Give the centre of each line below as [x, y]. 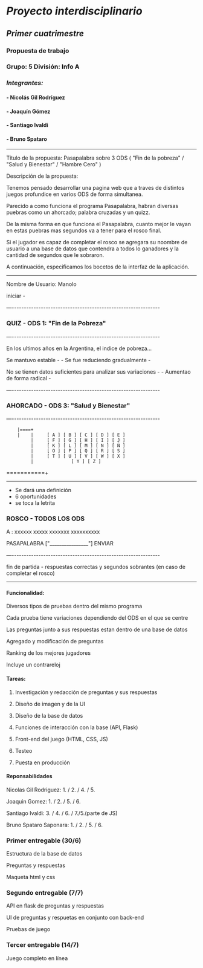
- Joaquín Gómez [28, 111]
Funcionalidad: [25, 593]
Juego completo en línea [37, 958]
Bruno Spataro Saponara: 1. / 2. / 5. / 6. [55, 825]
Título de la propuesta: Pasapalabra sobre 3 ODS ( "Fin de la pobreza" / [95, 158]
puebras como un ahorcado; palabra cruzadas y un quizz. [78, 212]
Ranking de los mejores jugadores [49, 653]
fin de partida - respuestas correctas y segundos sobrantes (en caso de [96, 567]
